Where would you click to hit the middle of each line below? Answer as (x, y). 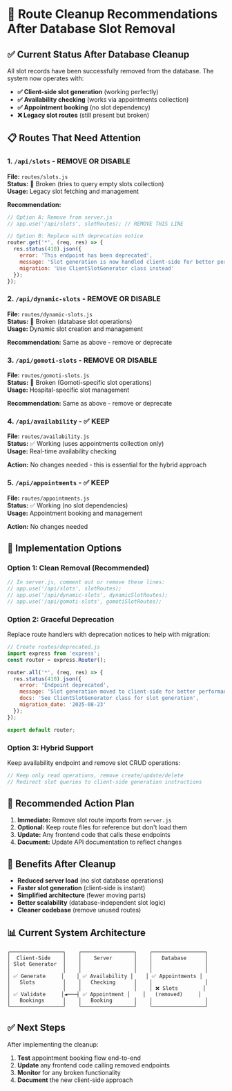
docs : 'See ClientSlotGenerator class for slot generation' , (109, 698)
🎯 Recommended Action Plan (71, 803)
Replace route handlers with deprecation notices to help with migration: (109, 634)
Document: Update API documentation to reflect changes (99, 842)
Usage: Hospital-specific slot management (68, 390)
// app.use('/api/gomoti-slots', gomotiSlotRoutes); (85, 602)
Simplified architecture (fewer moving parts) (81, 895)
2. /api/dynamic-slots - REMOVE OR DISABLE (84, 299)
